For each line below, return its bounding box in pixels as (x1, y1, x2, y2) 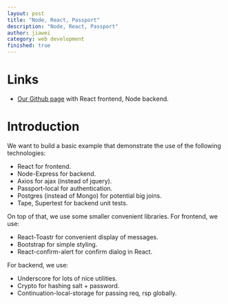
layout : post (7, 10, 45, 17)
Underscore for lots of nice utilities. (17, 274, 118, 283)
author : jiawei (7, 29, 51, 37)
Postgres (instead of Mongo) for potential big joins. (17, 191, 162, 200)
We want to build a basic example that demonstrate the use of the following (7, 141, 222, 150)
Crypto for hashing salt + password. (17, 281, 120, 290)
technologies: (7, 149, 46, 157)
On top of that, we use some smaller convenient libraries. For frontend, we (7, 212, 218, 221)
